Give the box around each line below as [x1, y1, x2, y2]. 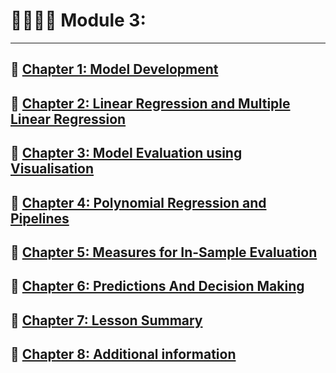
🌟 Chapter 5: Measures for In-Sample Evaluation [10, 244, 318, 261]
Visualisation [10, 160, 95, 178]
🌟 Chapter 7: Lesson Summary [10, 312, 203, 329]
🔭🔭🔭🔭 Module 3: [10, 9, 147, 32]
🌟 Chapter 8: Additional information [10, 346, 237, 363]
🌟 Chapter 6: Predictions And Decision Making [10, 278, 305, 295]
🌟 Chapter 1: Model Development [10, 61, 219, 78]
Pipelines [10, 210, 70, 227]
